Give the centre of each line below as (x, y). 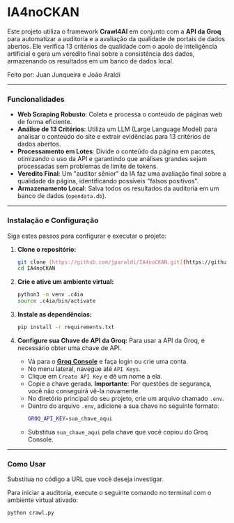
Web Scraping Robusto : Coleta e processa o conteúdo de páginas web (120, 114)
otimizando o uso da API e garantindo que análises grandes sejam (112, 159)
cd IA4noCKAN (36, 268)
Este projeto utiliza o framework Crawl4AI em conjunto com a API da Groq (114, 31)
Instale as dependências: (54, 314)
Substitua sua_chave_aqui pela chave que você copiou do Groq (118, 432)
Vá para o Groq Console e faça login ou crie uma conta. (108, 361)
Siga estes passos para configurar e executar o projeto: (87, 236)
